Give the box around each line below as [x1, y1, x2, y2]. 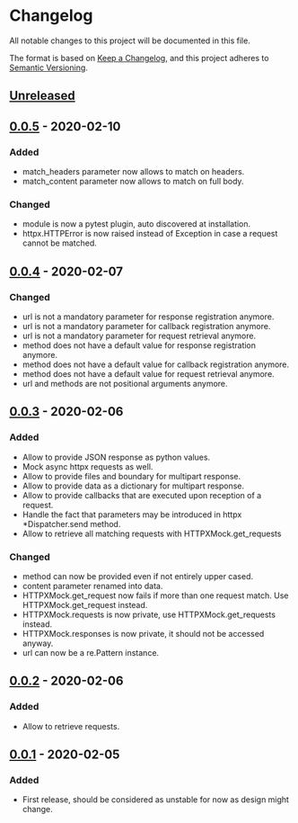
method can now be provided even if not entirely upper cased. [22, 570, 254, 581]
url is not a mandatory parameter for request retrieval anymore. [22, 330, 257, 341]
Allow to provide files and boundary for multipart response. [22, 470, 241, 481]
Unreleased [9, 88, 76, 103]
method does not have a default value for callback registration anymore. [22, 359, 290, 370]
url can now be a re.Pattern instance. [22, 647, 160, 658]
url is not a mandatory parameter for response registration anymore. [22, 311, 275, 322]
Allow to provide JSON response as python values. [22, 452, 211, 462]
